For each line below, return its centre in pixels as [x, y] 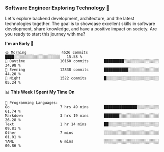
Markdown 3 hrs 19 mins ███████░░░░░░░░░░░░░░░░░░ [82, 116]
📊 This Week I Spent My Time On [40, 92]
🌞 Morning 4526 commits [47, 53]
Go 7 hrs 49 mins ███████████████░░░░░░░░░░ [82, 107]
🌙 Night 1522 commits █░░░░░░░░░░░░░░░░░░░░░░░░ [82, 78]
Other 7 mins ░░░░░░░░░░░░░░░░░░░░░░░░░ [82, 133]
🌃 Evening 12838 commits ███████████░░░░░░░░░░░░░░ [82, 70]
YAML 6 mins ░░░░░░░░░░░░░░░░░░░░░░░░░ [82, 142]
